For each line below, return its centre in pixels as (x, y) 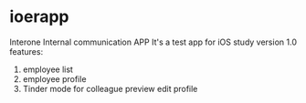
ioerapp (40, 17)
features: (26, 51)
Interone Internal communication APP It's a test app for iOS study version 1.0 (153, 42)
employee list (47, 69)
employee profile (54, 78)
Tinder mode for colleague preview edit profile (110, 88)
